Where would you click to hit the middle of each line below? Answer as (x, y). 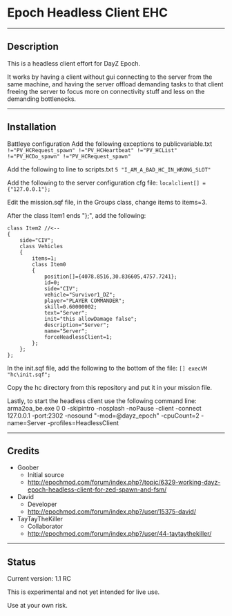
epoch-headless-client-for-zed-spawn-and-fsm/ (97, 489)
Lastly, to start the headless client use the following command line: (102, 401)
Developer (42, 504)
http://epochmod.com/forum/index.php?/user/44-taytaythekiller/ (119, 534)
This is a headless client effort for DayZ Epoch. (74, 63)
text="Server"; (66, 312)
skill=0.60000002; (70, 307)
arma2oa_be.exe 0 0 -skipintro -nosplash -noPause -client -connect (104, 408)
